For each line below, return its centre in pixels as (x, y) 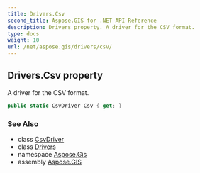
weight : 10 (23, 40)
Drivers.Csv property (55, 76)
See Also (23, 123)
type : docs (23, 34)
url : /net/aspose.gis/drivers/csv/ (60, 47)
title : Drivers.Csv (36, 14)
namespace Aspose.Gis (52, 154)
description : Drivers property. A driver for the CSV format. (101, 27)
